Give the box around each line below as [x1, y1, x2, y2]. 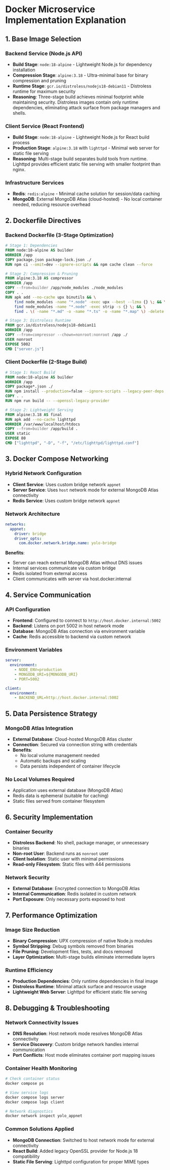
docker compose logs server [5, 1095, 65, 1100]
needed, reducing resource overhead [12, 202, 91, 208]
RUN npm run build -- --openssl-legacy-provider [5, 398, 110, 403]
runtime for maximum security [12, 88, 76, 94]
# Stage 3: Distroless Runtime [5, 318, 71, 323]
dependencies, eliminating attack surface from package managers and [12, 104, 160, 110]
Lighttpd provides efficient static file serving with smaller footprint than [12, 161, 161, 167]
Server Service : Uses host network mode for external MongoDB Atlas [12, 487, 158, 493]
